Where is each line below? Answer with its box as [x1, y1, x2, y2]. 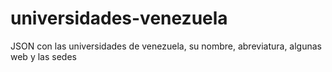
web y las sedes [10, 50, 77, 62]
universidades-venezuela [10, 7, 228, 30]
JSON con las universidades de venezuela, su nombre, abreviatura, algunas [10, 40, 322, 52]
